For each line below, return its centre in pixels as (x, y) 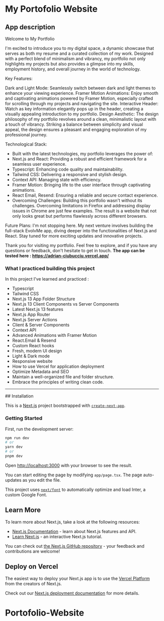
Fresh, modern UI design (37, 351)
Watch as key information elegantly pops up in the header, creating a (74, 109)
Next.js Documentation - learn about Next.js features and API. (74, 531)
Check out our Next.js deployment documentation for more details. (72, 593)
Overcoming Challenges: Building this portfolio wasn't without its (77, 200)
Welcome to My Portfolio (30, 39)
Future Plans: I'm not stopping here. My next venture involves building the (79, 225)
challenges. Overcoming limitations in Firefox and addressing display (81, 206)
